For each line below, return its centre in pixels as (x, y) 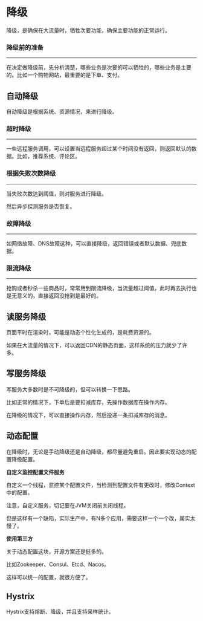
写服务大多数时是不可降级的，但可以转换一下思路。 (70, 389)
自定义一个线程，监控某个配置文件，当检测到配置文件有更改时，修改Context (101, 485)
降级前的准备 (25, 47)
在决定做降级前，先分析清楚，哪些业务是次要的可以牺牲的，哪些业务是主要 (99, 68)
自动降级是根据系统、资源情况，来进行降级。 (62, 112)
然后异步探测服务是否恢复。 (41, 206)
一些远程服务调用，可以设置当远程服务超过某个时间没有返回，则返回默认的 (99, 149)
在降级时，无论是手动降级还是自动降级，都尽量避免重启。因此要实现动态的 (99, 452)
